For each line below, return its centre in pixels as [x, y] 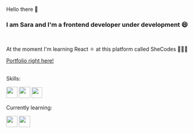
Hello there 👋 [22, 9]
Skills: [13, 79]
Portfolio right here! [30, 61]
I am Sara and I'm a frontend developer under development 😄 [97, 24]
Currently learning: [29, 108]
